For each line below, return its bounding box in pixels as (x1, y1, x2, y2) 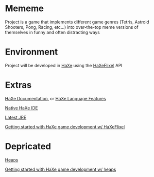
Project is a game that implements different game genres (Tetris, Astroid (5, 19, 150, 25)
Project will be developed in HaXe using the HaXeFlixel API (5, 62, 122, 68)
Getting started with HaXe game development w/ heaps (5, 166, 117, 172)
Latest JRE (5, 114, 27, 120)
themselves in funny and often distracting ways (5, 29, 100, 35)
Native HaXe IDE (5, 105, 38, 111)
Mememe (5, 3, 44, 14)
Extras (5, 80, 32, 90)
